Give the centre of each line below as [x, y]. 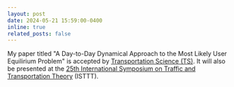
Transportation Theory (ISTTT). [53, 76]
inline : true [27, 27]
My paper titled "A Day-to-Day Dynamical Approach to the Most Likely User [117, 54]
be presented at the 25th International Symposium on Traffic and [101, 69]
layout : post [27, 14]
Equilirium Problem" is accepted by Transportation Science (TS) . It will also [117, 62]
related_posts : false [39, 34]
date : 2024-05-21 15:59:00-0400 [55, 21]
